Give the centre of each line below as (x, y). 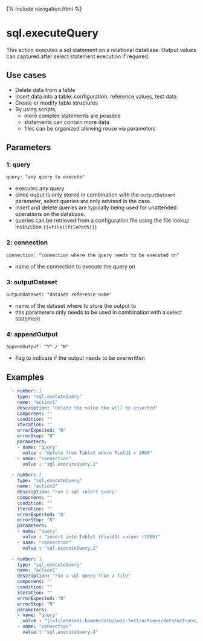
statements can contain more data (67, 122)
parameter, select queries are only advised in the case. (83, 201)
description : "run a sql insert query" (67, 492)
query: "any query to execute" (46, 177)
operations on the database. (50, 214)
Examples (25, 377)
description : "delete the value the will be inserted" (88, 408)
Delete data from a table (45, 89)
